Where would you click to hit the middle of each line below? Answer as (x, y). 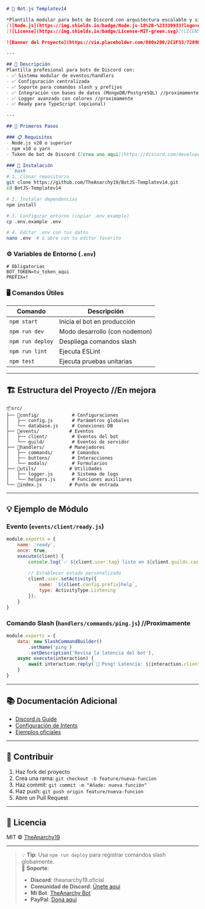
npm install (21, 205)
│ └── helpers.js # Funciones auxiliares (69, 479)
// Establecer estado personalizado (75, 573)
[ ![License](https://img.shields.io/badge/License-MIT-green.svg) (92, 31)
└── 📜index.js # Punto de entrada (63, 484)
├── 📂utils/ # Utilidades (54, 469)
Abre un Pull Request (41, 798)
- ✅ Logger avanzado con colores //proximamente (70, 98)
